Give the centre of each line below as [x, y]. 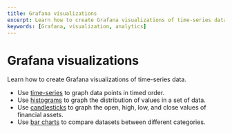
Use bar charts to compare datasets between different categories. [111, 122]
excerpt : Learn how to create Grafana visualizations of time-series [109, 20]
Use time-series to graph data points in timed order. [91, 93]
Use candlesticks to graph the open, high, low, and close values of [112, 108]
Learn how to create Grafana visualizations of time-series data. [97, 79]
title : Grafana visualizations [52, 13]
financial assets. [40, 115]
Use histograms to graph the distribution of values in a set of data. [111, 100]
